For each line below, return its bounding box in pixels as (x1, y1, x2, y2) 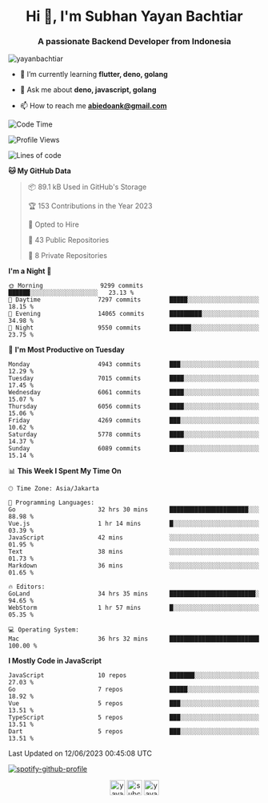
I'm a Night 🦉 (8, 266, 52, 276)
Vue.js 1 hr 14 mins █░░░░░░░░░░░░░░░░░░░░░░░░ (8, 520, 260, 528)
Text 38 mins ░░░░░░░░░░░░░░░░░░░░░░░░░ (8, 548, 260, 556)
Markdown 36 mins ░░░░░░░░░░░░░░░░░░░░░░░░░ (8, 562, 260, 570)
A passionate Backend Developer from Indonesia (37, 36, 232, 47)
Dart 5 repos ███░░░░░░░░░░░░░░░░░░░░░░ (8, 728, 260, 736)
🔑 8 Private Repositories (27, 251, 108, 260)
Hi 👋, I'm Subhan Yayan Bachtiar (26, 7, 243, 26)
